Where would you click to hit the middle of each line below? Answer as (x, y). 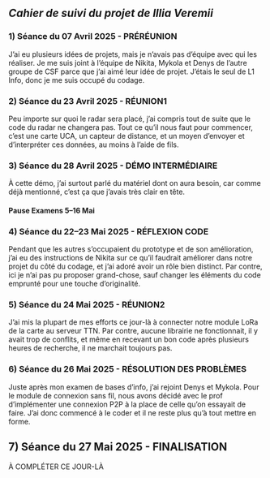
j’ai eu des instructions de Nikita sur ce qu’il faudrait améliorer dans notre (131, 258)
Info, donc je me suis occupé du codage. (77, 80)
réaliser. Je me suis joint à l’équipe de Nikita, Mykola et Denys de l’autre (128, 62)
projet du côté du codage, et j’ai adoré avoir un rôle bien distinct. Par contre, (135, 266)
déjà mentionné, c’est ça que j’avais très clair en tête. (96, 192)
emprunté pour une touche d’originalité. (75, 284)
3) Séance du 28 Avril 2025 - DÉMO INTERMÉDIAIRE (113, 166)
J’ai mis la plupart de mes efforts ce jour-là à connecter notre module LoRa (133, 322)
